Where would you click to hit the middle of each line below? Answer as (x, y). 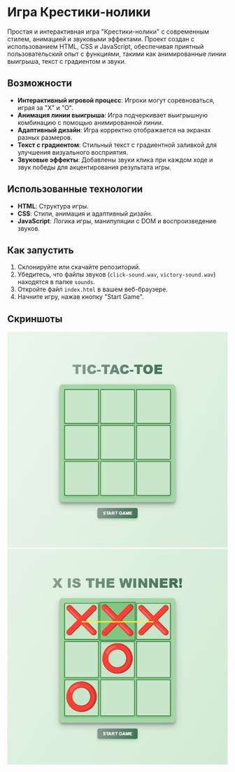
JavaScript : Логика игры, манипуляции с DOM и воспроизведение (117, 220)
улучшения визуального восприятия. (72, 152)
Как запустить (41, 250)
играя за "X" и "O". (45, 107)
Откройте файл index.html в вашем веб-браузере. (92, 289)
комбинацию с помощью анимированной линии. (90, 122)
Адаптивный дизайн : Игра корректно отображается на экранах (114, 129)
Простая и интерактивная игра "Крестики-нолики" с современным (108, 31)
